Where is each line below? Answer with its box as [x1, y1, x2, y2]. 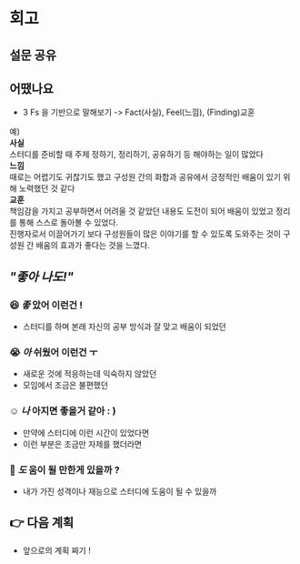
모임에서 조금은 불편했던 [22, 379, 109, 391]
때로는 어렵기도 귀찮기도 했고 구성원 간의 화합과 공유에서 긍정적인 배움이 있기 [9, 172, 282, 183]
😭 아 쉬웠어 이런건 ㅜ [9, 347, 98, 358]
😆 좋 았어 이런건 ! [9, 298, 84, 311]
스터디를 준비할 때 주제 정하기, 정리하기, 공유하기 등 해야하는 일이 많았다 [9, 149, 264, 160]
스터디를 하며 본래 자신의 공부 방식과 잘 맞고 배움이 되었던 [22, 321, 227, 332]
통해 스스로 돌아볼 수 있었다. [18, 217, 119, 228]
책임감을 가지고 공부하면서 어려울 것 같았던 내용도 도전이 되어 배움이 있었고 [9, 206, 275, 217]
